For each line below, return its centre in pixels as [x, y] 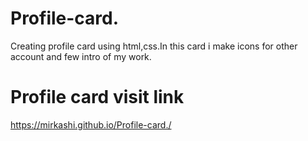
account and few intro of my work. [81, 56]
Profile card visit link [97, 97]
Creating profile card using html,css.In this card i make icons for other [154, 46]
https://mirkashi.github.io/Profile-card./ [91, 124]
